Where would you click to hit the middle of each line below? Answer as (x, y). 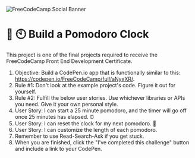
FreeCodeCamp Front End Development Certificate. (69, 61)
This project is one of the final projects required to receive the (82, 55)
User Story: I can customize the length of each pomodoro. (86, 129)
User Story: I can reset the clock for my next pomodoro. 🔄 (85, 123)
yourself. (26, 91)
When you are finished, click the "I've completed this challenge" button (102, 142)
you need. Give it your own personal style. (66, 104)
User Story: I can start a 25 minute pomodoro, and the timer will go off (101, 110)
